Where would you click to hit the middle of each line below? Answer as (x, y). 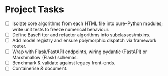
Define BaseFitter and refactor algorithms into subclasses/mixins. (81, 35)
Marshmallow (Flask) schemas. (45, 58)
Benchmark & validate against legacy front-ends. (64, 63)
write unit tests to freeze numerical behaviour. (61, 29)
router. (19, 46)
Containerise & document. (40, 69)
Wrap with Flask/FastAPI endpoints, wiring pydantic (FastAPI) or (80, 52)
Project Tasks (35, 9)
